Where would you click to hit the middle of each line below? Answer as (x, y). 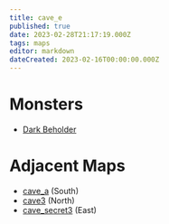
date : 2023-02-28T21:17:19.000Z (70, 34)
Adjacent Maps (67, 166)
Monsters (47, 104)
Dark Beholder (49, 129)
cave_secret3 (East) (60, 210)
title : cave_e (36, 18)
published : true (40, 26)
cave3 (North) (48, 201)
